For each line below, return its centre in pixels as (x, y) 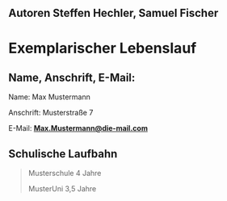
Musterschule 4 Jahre (65, 174)
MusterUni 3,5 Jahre (62, 189)
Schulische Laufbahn (63, 154)
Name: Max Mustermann (49, 97)
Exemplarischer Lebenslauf (103, 48)
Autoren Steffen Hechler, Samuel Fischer (113, 13)
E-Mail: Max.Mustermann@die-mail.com (78, 128)
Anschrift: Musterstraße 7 (51, 113)
